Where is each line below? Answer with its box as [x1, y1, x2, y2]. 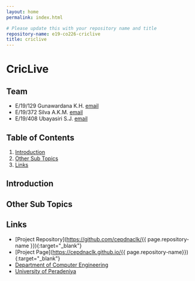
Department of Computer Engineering [14, 261, 109, 268]
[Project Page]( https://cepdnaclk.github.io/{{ [14, 248, 126, 256]
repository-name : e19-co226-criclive [6, 31, 101, 37]
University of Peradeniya [14, 267, 77, 274]
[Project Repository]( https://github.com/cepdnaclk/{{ [14, 235, 146, 242]
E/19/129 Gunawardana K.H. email [14, 102, 99, 110]
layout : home [6, 8, 39, 15]
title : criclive [6, 37, 47, 43]
